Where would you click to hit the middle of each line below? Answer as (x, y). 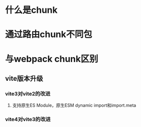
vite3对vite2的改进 (28, 94)
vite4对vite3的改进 (28, 120)
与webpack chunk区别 (52, 59)
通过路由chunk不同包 (49, 34)
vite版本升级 (24, 79)
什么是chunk (31, 10)
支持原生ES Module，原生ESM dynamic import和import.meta (74, 105)
